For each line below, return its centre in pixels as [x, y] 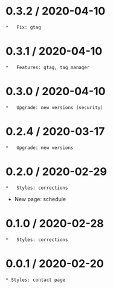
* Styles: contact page [36, 280]
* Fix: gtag [24, 27]
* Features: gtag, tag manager [48, 67]
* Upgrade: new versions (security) [54, 107]
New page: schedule [40, 199]
